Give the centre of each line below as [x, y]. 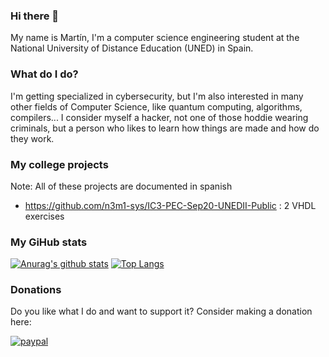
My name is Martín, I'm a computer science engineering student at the [155, 38]
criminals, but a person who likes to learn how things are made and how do [165, 128]
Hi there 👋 [35, 16]
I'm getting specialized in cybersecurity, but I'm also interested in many [157, 96]
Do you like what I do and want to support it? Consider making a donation [161, 311]
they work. [32, 138]
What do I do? [44, 74]
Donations [36, 290]
